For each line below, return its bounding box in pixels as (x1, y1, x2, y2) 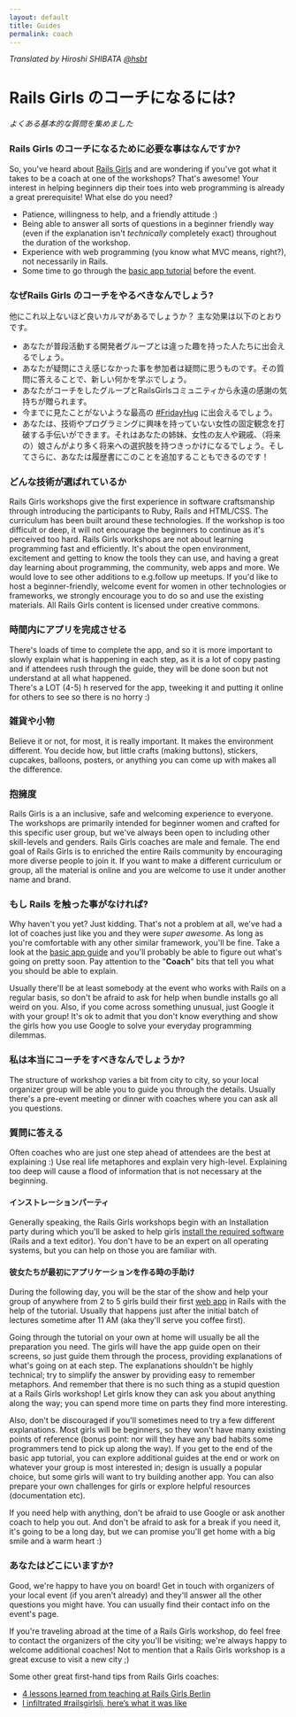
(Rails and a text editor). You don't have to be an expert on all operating (9, 1236, 269, 1247)
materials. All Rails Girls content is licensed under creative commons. (9, 599, 261, 611)
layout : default (9, 12, 69, 22)
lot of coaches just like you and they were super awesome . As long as (9, 928, 263, 939)
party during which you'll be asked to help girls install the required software (9, 1226, 285, 1237)
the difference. (9, 763, 64, 775)
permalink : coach (9, 29, 73, 38)
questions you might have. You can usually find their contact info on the (9, 1599, 271, 1610)
